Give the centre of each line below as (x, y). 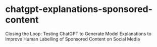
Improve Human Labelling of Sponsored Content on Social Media (73, 39)
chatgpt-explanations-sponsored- (79, 9)
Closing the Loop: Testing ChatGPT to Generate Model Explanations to (78, 33)
